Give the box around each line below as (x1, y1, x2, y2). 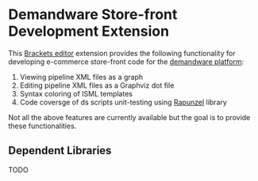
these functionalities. (8, 121, 77, 130)
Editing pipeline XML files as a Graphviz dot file (19, 81, 175, 90)
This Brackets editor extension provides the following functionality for (8, 48, 236, 58)
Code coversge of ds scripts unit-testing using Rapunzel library (19, 97, 228, 107)
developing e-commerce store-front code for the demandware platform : (8, 57, 245, 66)
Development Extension (8, 22, 169, 40)
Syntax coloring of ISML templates (19, 89, 133, 98)
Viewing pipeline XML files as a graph (19, 72, 144, 81)
